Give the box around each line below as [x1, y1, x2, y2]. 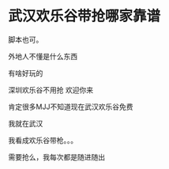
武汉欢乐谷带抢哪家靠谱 [8, 7, 161, 25]
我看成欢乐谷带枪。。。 [8, 135, 77, 145]
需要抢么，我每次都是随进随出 [8, 152, 105, 162]
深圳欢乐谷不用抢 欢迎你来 [8, 84, 93, 95]
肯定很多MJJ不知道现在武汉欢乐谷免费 [8, 102, 133, 111]
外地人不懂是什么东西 [8, 51, 77, 61]
